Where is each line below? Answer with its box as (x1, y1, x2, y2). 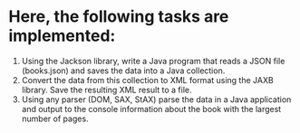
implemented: (8, 25, 116, 46)
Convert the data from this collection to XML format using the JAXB (21, 74, 274, 85)
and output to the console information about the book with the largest (21, 103, 282, 114)
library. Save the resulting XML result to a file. (21, 84, 192, 95)
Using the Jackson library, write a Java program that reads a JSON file (21, 55, 285, 66)
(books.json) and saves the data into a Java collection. (21, 65, 226, 76)
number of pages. (21, 113, 89, 124)
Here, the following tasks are (8, 6, 229, 27)
